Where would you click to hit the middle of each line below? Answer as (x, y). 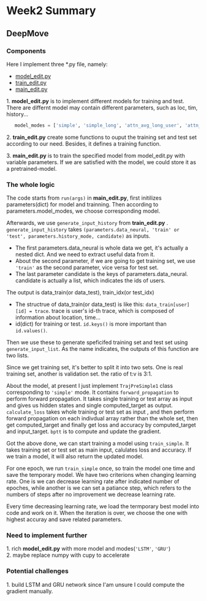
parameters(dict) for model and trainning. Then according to (82, 205)
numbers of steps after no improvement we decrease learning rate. (91, 495)
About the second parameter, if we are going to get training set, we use (105, 261)
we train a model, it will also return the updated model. (75, 457)
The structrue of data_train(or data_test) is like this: (80, 304)
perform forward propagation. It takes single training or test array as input (100, 399)
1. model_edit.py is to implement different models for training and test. (95, 101)
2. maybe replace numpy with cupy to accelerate (68, 555)
